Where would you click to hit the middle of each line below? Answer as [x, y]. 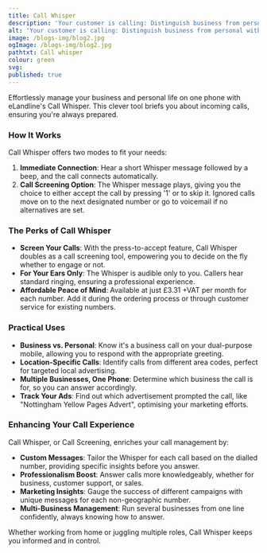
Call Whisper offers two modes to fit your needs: [88, 152]
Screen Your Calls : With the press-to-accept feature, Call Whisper [129, 248]
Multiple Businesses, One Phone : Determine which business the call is [136, 379]
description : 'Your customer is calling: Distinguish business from [124, 23]
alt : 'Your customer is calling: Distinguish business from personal [126, 30]
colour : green [32, 60]
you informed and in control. [54, 540]
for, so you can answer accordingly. [78, 387]
